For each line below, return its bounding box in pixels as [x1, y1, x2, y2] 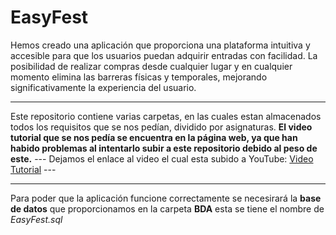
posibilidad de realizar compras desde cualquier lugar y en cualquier [10, 60, 293, 72]
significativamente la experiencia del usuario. [10, 81, 197, 93]
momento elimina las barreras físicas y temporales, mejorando [10, 71, 268, 83]
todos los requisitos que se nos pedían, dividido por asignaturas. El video [10, 121, 313, 133]
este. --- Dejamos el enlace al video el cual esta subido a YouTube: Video [10, 152, 314, 165]
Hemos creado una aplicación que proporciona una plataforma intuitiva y [10, 39, 311, 51]
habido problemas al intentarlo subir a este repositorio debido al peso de [10, 142, 318, 154]
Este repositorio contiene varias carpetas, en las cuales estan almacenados [10, 110, 322, 122]
